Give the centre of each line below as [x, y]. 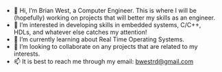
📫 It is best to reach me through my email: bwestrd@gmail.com [103, 61]
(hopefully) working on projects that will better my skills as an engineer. [114, 18]
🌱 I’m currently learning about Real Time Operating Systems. [99, 39]
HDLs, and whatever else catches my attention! [80, 32]
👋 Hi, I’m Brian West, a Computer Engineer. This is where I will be [105, 11]
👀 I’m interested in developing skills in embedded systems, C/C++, [107, 25]
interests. [27, 54]
